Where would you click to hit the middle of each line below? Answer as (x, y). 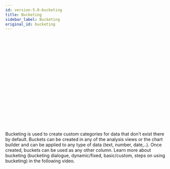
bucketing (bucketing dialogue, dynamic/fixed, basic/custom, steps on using (85, 155)
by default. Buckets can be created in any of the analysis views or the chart (84, 139)
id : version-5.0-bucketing (34, 10)
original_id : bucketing (30, 24)
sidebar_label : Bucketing (32, 19)
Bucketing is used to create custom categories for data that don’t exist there (85, 134)
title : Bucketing (24, 15)
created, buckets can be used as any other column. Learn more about (78, 150)
